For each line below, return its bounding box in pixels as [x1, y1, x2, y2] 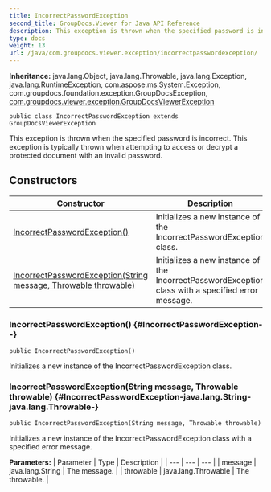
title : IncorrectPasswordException [9, 11, 129, 20]
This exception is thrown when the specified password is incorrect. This [9, 133, 248, 143]
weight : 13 [9, 42, 46, 50]
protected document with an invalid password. [9, 150, 163, 160]
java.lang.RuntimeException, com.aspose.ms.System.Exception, [9, 80, 221, 89]
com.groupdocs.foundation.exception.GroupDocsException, [9, 88, 208, 97]
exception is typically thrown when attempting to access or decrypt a [9, 142, 239, 151]
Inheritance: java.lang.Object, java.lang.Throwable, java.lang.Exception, [9, 72, 248, 80]
